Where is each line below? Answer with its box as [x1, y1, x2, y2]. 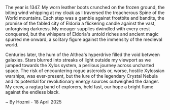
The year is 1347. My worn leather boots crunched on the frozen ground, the [5, 5, 165, 10]
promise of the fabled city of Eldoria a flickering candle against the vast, [5, 20, 156, 26]
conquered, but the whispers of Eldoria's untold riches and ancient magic [5, 31, 159, 37]
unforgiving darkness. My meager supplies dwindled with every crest [5, 26, 150, 32]
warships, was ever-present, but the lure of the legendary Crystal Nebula [5, 73, 158, 79]
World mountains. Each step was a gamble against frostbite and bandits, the [5, 15, 165, 21]
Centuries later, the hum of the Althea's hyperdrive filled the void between [5, 51, 160, 58]
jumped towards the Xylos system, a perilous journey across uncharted [5, 63, 154, 68]
